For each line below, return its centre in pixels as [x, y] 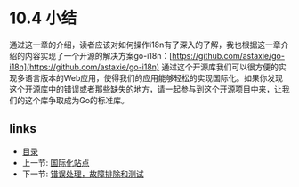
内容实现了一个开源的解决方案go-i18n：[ [98, 55]
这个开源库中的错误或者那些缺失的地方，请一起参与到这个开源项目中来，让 [145, 89]
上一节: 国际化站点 [56, 162]
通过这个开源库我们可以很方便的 [220, 67]
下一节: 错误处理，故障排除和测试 [83, 174]
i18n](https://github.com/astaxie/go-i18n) [85, 67]
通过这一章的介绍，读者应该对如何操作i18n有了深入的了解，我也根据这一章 [145, 45]
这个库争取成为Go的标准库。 [77, 100]
